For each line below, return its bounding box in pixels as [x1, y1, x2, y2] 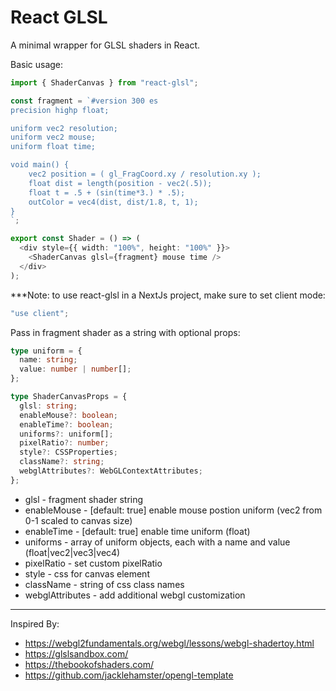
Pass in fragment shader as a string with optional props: [10, 326, 241, 338]
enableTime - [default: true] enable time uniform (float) [24, 525, 251, 537]
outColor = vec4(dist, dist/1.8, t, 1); [28, 197, 199, 207]
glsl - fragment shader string [24, 493, 144, 505]
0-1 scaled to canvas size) [24, 514, 133, 526]
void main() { [10, 160, 70, 170]
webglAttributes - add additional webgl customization [24, 589, 246, 601]
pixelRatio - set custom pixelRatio [24, 557, 163, 569]
